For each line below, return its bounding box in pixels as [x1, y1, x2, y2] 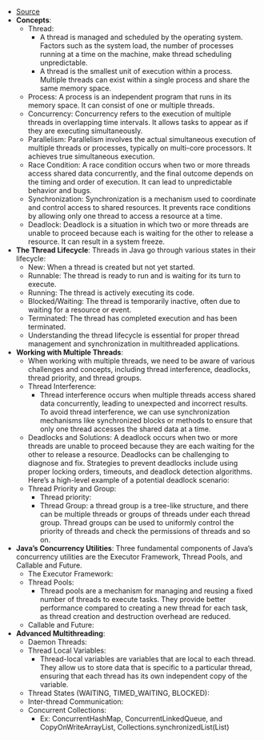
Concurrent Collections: [27, 706, 106, 714]
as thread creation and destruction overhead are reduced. [39, 612, 231, 621]
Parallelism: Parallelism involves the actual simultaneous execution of [27, 135, 256, 144]
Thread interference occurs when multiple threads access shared [39, 390, 256, 399]
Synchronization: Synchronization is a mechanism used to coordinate [27, 194, 256, 204]
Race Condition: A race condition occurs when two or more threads [27, 160, 250, 169]
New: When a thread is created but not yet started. [27, 262, 195, 272]
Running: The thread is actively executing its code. [27, 288, 194, 297]
